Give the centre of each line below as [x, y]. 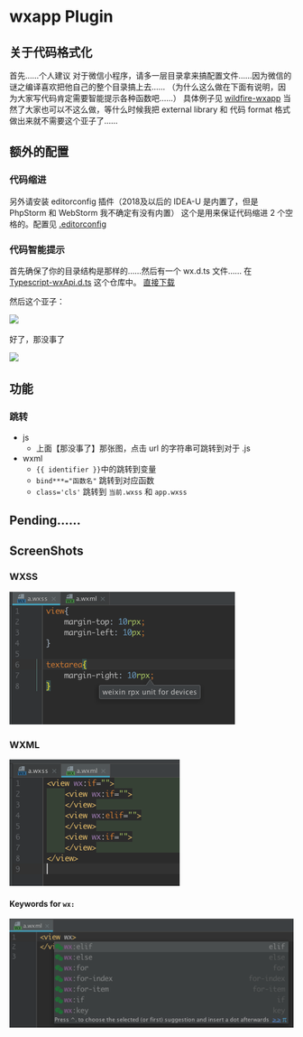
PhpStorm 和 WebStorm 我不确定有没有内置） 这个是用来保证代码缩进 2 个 [147, 212]
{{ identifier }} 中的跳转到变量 [96, 469]
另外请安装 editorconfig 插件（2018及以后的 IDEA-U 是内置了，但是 [134, 201]
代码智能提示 [37, 249]
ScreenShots [46, 551]
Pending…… [45, 521]
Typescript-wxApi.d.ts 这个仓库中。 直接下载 [92, 282]
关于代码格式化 [51, 52]
